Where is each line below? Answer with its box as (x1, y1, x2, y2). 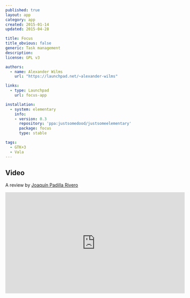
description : (5, 50, 33, 55)
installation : (5, 102, 36, 107)
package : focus (18, 126, 52, 131)
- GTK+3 (10, 144, 27, 150)
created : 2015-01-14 (5, 22, 50, 27)
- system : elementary (10, 106, 56, 112)
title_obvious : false (5, 41, 52, 46)
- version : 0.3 (14, 116, 47, 121)
